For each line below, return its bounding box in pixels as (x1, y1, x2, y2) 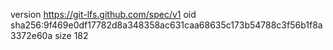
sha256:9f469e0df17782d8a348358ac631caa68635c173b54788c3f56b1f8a (10, 19, 323, 31)
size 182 (54, 30, 89, 41)
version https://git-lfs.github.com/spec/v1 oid (10, 9, 197, 20)
